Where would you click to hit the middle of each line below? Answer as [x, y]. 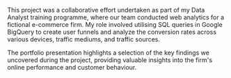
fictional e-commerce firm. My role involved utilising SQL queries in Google [115, 25]
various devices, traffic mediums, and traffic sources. [84, 39]
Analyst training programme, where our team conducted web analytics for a [116, 17]
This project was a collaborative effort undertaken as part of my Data [106, 10]
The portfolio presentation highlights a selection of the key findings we [109, 52]
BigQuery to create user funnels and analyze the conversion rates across [112, 32]
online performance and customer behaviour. [72, 67]
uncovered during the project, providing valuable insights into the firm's [110, 60]
